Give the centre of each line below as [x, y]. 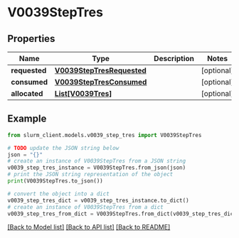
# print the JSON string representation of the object [90, 175]
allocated [27, 93]
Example [27, 119]
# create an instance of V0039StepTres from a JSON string [97, 161]
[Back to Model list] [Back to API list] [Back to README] [89, 227]
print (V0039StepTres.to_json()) [55, 181]
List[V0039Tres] [83, 93]
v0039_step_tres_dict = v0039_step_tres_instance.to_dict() [99, 200]
